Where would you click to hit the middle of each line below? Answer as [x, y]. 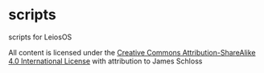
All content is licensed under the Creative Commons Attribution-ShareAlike [132, 52]
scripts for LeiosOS [40, 37]
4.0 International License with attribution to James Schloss [105, 61]
